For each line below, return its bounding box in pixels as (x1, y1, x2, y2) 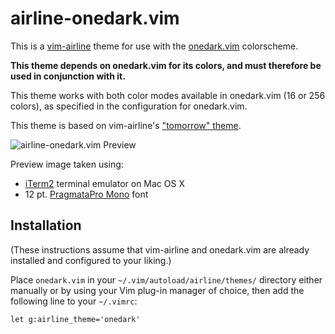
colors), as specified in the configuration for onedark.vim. (10, 100, 248, 112)
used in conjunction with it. (10, 70, 126, 82)
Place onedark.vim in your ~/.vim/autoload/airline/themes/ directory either (10, 273, 323, 286)
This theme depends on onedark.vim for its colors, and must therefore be (10, 59, 322, 71)
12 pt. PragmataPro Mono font (24, 188, 149, 200)
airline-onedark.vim (10, 7, 180, 30)
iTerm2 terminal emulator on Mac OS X (24, 177, 185, 189)
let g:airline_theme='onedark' (10, 314, 141, 324)
